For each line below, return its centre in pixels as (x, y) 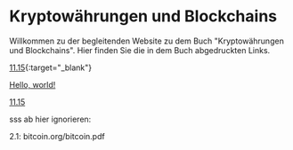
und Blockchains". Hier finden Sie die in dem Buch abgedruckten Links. (140, 50)
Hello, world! (33, 84)
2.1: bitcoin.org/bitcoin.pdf (57, 136)
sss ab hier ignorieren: (50, 119)
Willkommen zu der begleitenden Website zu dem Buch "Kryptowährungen (147, 41)
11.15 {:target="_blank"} (51, 67)
